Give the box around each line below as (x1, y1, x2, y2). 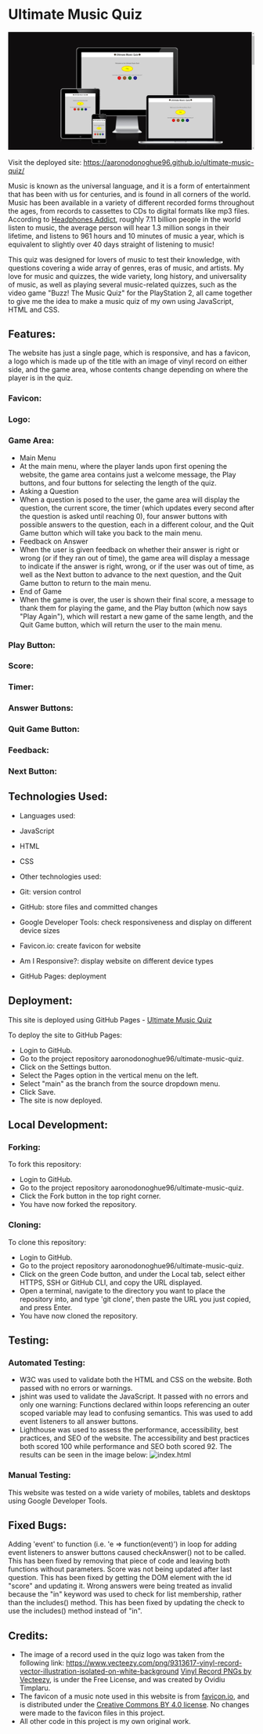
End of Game (19, 587, 63, 596)
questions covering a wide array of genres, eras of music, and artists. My (8, 263, 244, 273)
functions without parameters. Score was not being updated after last (8, 1564, 232, 1574)
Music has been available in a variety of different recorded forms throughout (8, 198, 254, 207)
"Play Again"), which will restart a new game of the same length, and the (19, 611, 254, 621)
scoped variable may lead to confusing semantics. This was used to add (19, 1408, 253, 1418)
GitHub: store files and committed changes (19, 902, 158, 912)
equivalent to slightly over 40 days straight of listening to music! (8, 240, 215, 249)
